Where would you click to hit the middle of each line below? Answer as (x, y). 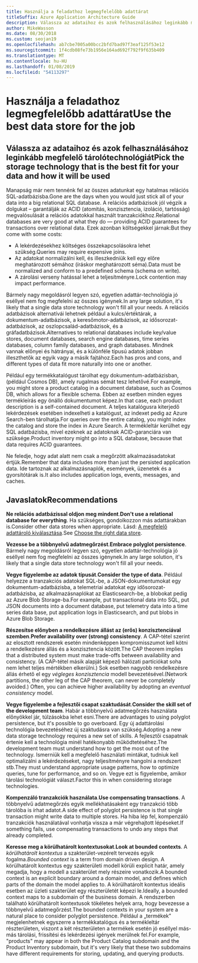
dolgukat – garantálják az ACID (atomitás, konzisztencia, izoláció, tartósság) (98, 209)
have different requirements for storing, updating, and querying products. (95, 954)
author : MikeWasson (30, 28)
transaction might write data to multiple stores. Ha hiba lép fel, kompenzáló (97, 816)
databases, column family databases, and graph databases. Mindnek (90, 345)
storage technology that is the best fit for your (93, 167)
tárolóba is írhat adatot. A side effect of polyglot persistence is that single (94, 810)
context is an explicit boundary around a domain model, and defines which (97, 878)
